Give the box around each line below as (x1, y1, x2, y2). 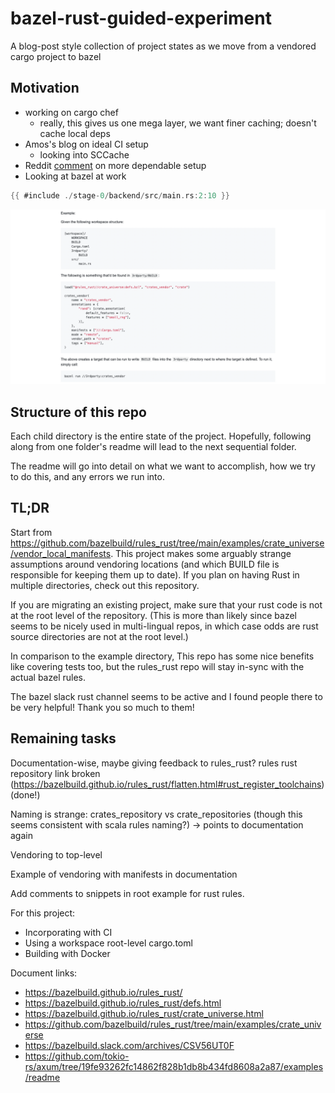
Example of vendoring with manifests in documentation (10, 868, 238, 880)
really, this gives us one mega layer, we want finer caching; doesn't (39, 117, 317, 129)
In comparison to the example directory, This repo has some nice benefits (10, 650, 315, 662)
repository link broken (10, 767, 101, 779)
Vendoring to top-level (10, 848, 103, 861)
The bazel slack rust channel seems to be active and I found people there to (10, 690, 323, 702)
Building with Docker (24, 947, 111, 959)
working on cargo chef (24, 106, 119, 118)
